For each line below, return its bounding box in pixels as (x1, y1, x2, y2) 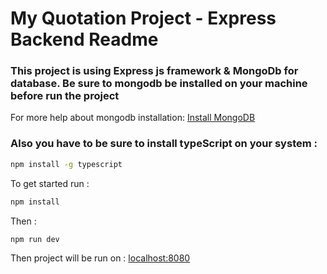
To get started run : (10, 177, 90, 189)
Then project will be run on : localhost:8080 (10, 252, 191, 264)
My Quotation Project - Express (10, 7, 277, 30)
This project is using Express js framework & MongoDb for (10, 64, 299, 78)
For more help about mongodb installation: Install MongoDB (10, 112, 256, 124)
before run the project (10, 89, 120, 103)
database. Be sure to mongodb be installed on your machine (10, 77, 308, 91)
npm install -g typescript (10, 159, 123, 169)
